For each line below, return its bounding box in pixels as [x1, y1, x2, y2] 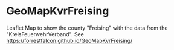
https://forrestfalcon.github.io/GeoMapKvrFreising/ [6, 37, 133, 44]
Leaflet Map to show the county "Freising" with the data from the [6, 24, 168, 31]
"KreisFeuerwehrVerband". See [6, 30, 85, 37]
